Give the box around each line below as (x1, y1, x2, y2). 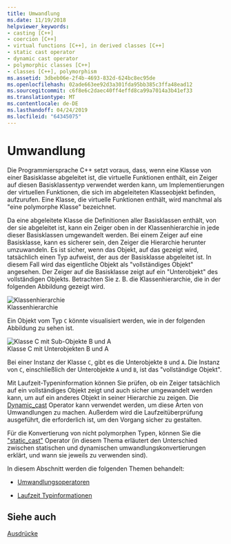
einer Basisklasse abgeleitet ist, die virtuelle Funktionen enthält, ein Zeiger (7, 173, 218, 181)
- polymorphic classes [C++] (7, 62, 91, 69)
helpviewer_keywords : (7, 23, 70, 30)
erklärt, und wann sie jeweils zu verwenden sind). (7, 451, 148, 459)
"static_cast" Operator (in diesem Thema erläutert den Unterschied (7, 436, 198, 444)
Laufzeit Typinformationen (17, 491, 92, 499)
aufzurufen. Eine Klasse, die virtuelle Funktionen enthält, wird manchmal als (7, 195, 223, 203)
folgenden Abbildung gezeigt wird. (7, 282, 106, 291)
